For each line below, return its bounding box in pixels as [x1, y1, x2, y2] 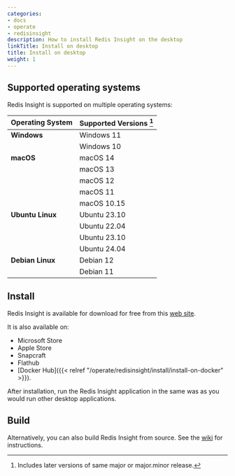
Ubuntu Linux [10, 209, 57, 219]
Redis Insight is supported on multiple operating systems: [7, 100, 173, 108]
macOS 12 [79, 176, 115, 185]
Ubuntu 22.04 [79, 221, 126, 231]
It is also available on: [7, 323, 69, 331]
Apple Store [17, 344, 52, 352]
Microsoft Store [17, 336, 63, 344]
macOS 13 [79, 164, 115, 174]
